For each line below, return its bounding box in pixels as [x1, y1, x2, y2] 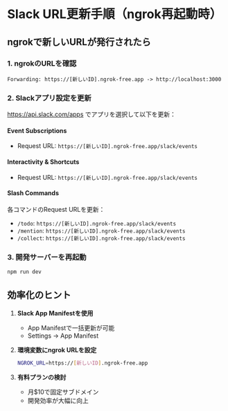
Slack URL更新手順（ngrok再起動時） [7, 6, 222, 22]
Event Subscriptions [7, 126, 67, 135]
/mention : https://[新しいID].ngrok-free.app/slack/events [17, 226, 186, 235]
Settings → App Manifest [27, 331, 99, 340]
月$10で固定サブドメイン [27, 387, 99, 396]
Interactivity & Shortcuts [7, 157, 80, 166]
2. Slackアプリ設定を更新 [7, 93, 91, 102]
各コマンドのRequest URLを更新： [7, 205, 105, 213]
